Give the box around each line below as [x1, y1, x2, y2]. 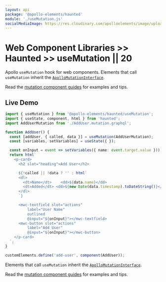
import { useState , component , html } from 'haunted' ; [5, 116, 121, 121]
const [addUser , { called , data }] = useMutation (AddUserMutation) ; [9, 134, 154, 139]
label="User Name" [27, 207, 65, 212]
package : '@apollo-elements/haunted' [5, 12, 83, 17]
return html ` [9, 152, 37, 157]
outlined [27, 211, 45, 217]
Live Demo [5, 98, 39, 107]
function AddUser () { [5, 130, 50, 135]
